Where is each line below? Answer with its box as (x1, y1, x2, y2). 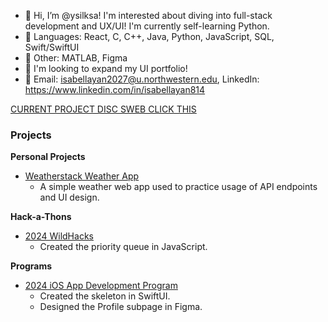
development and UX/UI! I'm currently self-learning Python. (24, 20, 270, 32)
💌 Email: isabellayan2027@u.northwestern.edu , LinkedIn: (24, 73, 260, 85)
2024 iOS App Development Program (24, 280, 178, 292)
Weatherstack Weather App (24, 170, 140, 182)
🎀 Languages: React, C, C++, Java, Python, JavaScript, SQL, (24, 31, 275, 42)
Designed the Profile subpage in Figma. (39, 301, 203, 313)
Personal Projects (10, 151, 86, 163)
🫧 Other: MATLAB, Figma (24, 52, 128, 64)
